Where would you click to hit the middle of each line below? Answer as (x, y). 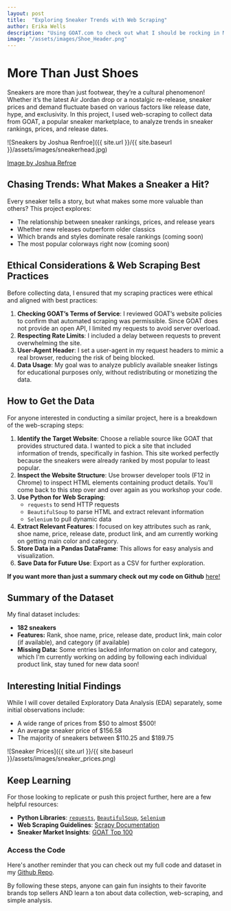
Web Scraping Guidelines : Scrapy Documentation (88, 825)
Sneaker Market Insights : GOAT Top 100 (75, 832)
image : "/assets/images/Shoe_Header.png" (67, 39)
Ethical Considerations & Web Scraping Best (104, 266)
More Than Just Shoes (73, 73)
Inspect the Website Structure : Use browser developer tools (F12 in (114, 475)
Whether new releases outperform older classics (86, 229)
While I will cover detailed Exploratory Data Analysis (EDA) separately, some (114, 703)
